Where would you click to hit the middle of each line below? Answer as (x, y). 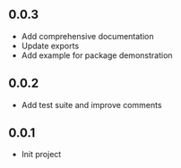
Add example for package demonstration (97, 55)
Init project (41, 155)
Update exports (50, 46)
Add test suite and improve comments (91, 105)
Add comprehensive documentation (87, 36)
